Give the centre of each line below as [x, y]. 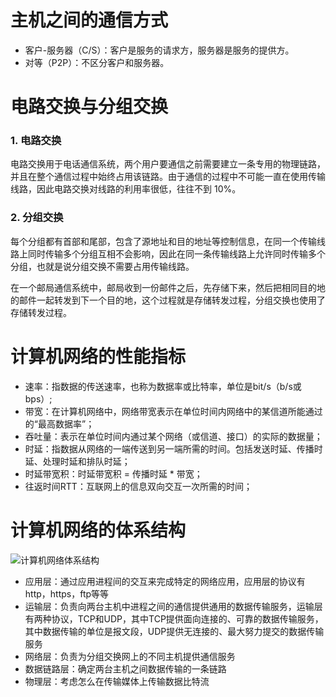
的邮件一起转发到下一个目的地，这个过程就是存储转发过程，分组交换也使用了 [168, 300]
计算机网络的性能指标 [98, 356]
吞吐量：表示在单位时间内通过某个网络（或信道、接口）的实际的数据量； [173, 436]
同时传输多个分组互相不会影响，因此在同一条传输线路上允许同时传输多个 [176, 253]
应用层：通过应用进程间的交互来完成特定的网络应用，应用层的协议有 [165, 581]
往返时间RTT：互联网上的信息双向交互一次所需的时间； [138, 486]
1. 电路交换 [36, 141]
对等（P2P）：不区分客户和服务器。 [97, 62]
